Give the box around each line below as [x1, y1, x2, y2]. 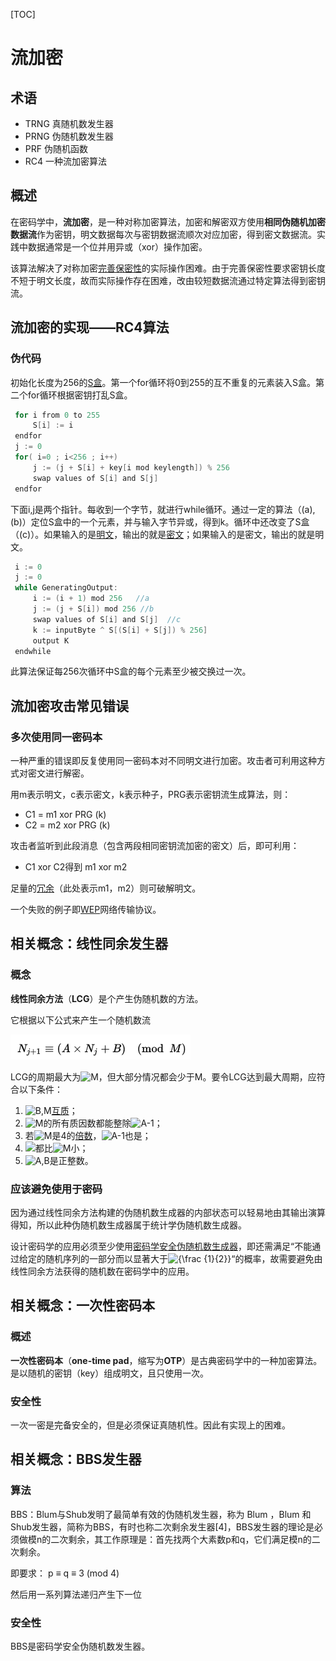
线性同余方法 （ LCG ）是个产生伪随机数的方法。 [10, 992, 204, 1004]
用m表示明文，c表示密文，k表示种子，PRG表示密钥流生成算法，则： [10, 789, 292, 801]
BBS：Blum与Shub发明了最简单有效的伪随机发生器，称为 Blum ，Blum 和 [10, 1508, 312, 1520]
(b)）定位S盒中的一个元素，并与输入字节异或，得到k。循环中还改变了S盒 [10, 515, 310, 528]
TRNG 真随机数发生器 [24, 118, 114, 129]
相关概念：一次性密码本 [10, 1297, 155, 1314]
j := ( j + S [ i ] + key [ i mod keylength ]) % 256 [32, 462, 231, 473]
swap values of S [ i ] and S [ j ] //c [32, 614, 182, 624]
